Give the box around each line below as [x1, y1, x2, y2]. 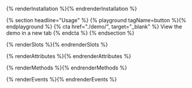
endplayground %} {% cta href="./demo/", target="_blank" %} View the [6, 23, 182, 30]
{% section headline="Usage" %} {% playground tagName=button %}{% [6, 17, 187, 23]
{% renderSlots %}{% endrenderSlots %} [6, 41, 108, 48]
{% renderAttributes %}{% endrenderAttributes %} [6, 53, 132, 59]
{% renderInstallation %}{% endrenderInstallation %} [6, 5, 138, 12]
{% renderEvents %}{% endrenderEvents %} [6, 76, 117, 83]
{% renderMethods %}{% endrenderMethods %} [6, 64, 127, 71]
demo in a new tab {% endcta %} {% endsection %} [6, 29, 135, 37]
